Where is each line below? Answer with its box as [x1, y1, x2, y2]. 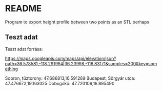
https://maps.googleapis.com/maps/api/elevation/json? [5, 55, 116, 61]
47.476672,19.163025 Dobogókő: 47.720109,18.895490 [5, 80, 115, 86]
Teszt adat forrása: [5, 46, 43, 52]
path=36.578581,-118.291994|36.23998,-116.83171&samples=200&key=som [5, 60, 157, 66]
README [5, 3, 42, 14]
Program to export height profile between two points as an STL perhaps [5, 19, 150, 25]
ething [5, 66, 18, 72]
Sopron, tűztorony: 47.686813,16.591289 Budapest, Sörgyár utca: [5, 75, 136, 81]
